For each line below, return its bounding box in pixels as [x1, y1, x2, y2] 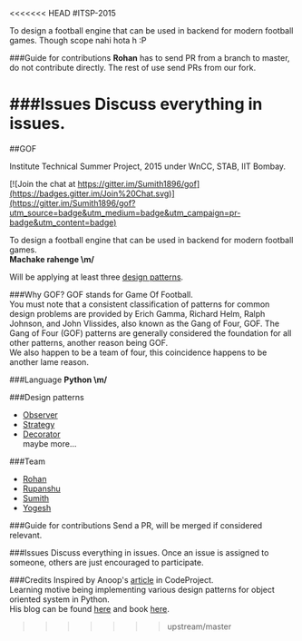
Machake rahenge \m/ [9, 253, 95, 264]
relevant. [9, 529, 43, 540]
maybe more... [22, 438, 77, 449]
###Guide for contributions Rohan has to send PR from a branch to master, [9, 53, 290, 63]
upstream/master [167, 621, 232, 632]
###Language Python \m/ [9, 374, 107, 385]
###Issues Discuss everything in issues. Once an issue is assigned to [9, 547, 269, 557]
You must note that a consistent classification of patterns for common [9, 299, 270, 310]
